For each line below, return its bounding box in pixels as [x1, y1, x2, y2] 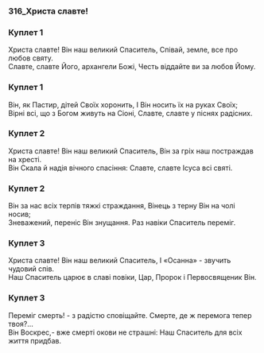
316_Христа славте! [8, 6, 89, 17]
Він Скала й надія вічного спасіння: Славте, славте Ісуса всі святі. [8, 163, 233, 173]
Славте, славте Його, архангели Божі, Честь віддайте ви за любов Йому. [8, 62, 256, 72]
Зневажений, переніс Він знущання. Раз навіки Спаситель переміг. [8, 218, 236, 227]
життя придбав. [8, 336, 62, 345]
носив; [8, 209, 32, 219]
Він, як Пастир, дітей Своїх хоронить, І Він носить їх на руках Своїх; [8, 99, 239, 109]
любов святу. [8, 53, 54, 63]
